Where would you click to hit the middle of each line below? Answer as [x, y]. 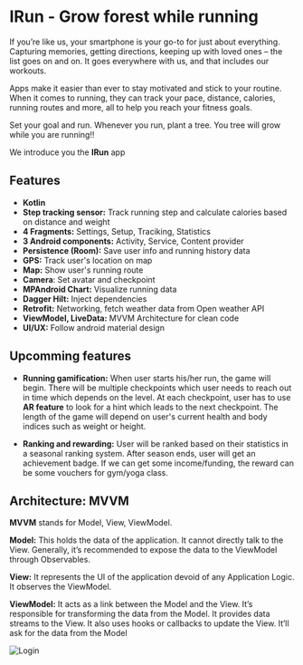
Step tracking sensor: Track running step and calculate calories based [155, 212]
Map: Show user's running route [83, 270]
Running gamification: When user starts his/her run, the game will [147, 378]
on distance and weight [66, 222]
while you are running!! [52, 134]
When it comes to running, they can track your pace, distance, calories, [142, 98]
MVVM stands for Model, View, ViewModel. [91, 523]
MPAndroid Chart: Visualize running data [99, 289]
